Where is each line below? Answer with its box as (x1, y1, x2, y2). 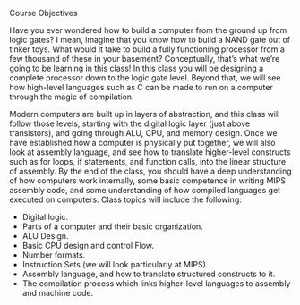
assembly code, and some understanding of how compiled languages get (9, 185, 280, 195)
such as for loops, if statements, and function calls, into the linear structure (9, 157, 287, 166)
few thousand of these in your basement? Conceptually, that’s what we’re (9, 54, 280, 64)
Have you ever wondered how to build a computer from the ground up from (9, 25, 287, 35)
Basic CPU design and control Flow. (21, 241, 155, 250)
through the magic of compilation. (9, 91, 134, 102)
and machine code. (21, 288, 94, 298)
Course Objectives (9, 8, 78, 18)
